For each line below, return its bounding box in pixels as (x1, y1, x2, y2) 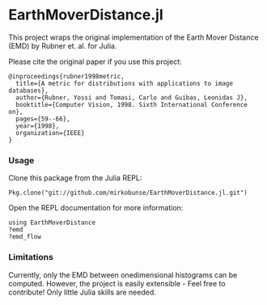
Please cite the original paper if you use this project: (8, 57, 182, 66)
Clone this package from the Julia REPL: (8, 173, 142, 183)
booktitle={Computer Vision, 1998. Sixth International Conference (15, 100, 248, 108)
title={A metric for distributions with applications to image (15, 79, 233, 87)
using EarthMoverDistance (8, 218, 95, 227)
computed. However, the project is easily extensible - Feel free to (8, 278, 226, 288)
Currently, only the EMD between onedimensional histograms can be (8, 269, 238, 280)
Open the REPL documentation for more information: (8, 203, 184, 213)
